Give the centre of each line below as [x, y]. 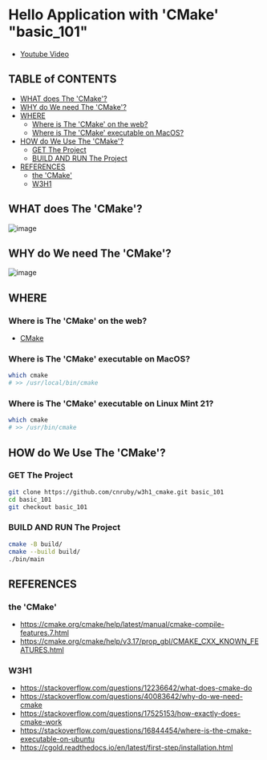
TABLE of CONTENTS [63, 79]
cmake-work [41, 722]
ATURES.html [42, 650]
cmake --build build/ [44, 552]
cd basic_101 [30, 499]
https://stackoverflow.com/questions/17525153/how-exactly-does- [130, 714]
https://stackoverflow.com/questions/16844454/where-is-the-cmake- [136, 730]
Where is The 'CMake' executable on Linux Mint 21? [111, 404]
